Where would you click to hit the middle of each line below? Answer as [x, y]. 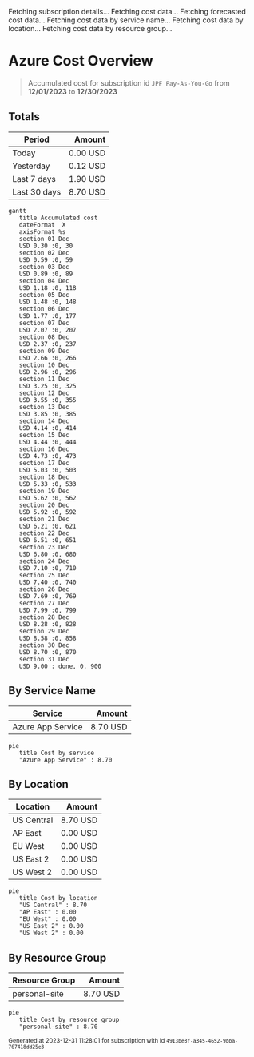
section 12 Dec [44, 393]
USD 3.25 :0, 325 [48, 386]
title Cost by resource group [69, 1020]
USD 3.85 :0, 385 [48, 414]
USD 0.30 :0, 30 [46, 246]
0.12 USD [87, 166]
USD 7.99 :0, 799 [48, 610]
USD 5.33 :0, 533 [48, 484]
